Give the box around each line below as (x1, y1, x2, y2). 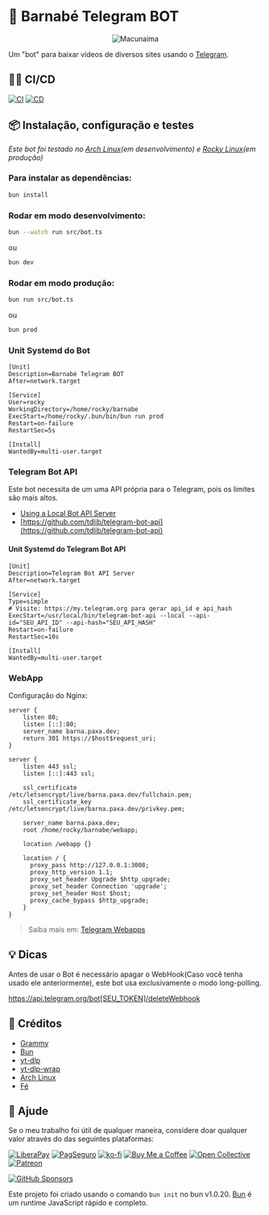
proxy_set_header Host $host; (29, 889, 131, 897)
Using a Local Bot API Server (19, 509, 117, 519)
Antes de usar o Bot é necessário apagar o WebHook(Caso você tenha (8, 969, 243, 979)
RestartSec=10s (8, 632, 60, 641)
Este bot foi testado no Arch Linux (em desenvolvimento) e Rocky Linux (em (8, 144, 256, 154)
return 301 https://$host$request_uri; (23, 734, 157, 742)
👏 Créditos (8, 1017, 62, 1031)
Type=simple (8, 597, 48, 605)
